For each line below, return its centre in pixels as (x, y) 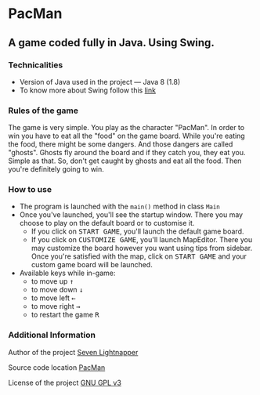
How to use (30, 190)
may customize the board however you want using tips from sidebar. (142, 248)
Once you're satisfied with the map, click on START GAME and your (139, 256)
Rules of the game (43, 111)
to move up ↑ (52, 281)
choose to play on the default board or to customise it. (107, 223)
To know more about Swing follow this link (88, 90)
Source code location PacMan (57, 367)
